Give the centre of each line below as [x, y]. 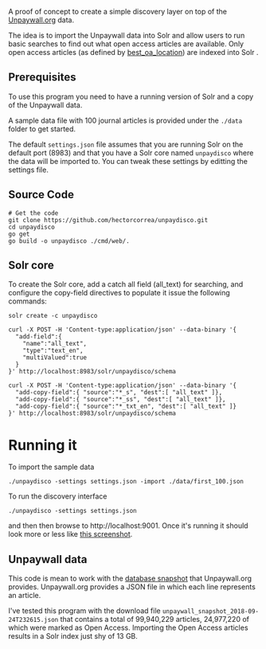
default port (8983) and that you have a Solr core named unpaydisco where [131, 152]
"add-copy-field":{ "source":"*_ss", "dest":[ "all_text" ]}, [121, 400]
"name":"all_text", [55, 344]
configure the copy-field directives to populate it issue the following [119, 293]
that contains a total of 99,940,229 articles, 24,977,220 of [155, 620]
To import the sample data [51, 467]
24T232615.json [33, 620]
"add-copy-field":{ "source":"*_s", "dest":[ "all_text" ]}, [119, 393]
